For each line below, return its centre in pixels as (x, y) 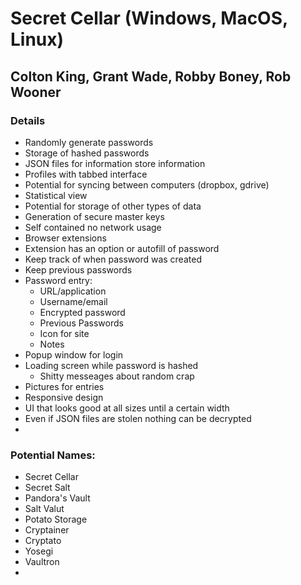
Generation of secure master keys (94, 216)
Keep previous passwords (78, 269)
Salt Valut (44, 509)
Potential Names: (53, 455)
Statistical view (56, 195)
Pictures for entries (64, 386)
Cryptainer (47, 530)
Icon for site (64, 333)
